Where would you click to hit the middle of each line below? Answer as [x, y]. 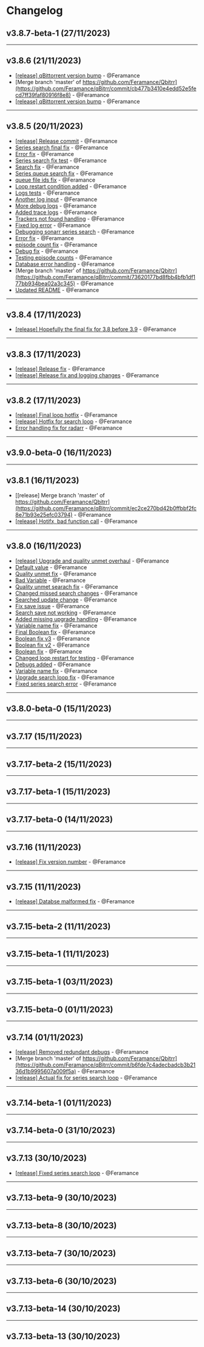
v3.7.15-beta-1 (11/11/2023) [58, 954]
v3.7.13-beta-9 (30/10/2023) [62, 1198]
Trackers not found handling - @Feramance [70, 219]
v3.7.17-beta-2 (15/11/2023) [59, 764]
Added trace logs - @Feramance [56, 212]
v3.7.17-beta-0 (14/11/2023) [60, 819]
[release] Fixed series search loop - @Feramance [77, 1173]
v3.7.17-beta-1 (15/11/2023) [59, 792]
